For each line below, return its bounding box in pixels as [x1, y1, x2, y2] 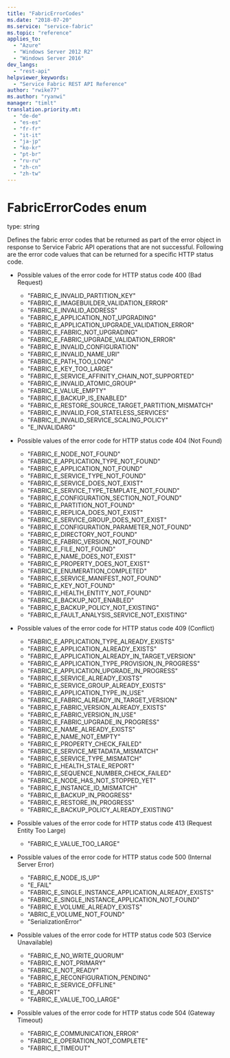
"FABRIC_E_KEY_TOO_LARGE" [27, 365, 113, 373]
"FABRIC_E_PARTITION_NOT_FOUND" [27, 501, 135, 509]
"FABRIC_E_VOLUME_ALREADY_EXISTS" [27, 903, 143, 911]
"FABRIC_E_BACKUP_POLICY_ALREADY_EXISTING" [27, 806, 174, 814]
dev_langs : [7, 61, 38, 68]
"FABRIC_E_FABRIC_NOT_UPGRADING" [27, 328, 139, 337]
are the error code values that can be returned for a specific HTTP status [7, 251, 214, 259]
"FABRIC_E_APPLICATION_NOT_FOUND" [27, 465, 143, 473]
